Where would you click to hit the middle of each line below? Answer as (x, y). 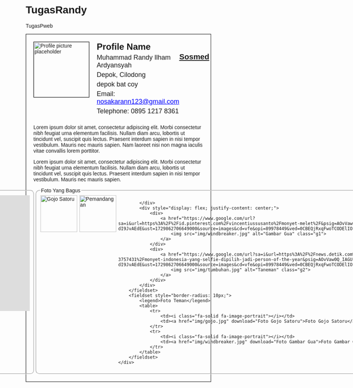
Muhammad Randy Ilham (134, 57)
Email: (106, 93)
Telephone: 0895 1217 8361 (138, 111)
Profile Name (124, 46)
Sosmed (194, 57)
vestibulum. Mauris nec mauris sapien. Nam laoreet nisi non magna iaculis (118, 145)
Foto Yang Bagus (61, 190)
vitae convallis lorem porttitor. (66, 150)
